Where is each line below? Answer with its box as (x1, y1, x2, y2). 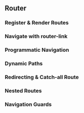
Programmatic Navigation (5, 47, 69, 54)
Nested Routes (5, 87, 42, 94)
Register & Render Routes (5, 19, 69, 26)
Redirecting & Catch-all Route (5, 73, 79, 81)
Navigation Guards (5, 101, 52, 108)
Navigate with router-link (5, 33, 68, 40)
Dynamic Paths (5, 60, 43, 67)
